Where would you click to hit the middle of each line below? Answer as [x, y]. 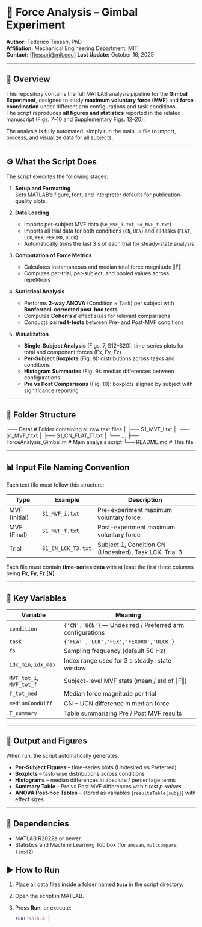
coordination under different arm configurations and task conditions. [92, 106]
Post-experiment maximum [136, 528]
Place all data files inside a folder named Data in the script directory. [99, 884]
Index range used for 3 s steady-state [118, 660]
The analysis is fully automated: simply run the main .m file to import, [91, 131]
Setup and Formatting [43, 188]
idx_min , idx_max [32, 664]
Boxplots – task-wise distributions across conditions [80, 773]
